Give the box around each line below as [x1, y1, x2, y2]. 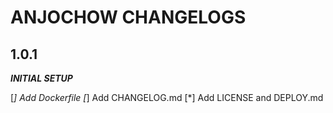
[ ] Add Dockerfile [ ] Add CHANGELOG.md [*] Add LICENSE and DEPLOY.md [10, 92, 324, 103]
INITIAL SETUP [10, 72, 73, 84]
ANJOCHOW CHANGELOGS [10, 6, 247, 29]
